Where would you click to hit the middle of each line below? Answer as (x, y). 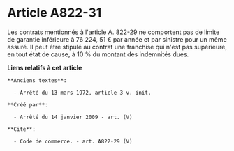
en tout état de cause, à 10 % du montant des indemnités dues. (98, 54)
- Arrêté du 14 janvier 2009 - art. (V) (73, 117)
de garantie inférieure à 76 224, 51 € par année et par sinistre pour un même (117, 39)
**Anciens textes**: (37, 80)
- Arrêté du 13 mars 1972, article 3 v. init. (82, 93)
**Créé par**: (28, 105)
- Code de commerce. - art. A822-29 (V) (73, 141)
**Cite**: (22, 129)
